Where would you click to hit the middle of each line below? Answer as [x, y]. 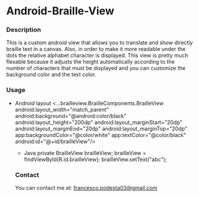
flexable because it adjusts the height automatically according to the [91, 62]
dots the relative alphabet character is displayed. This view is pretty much [97, 56]
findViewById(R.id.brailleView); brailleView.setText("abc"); [95, 159]
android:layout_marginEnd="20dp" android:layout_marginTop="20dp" [101, 128]
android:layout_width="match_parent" [62, 110]
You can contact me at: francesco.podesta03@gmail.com [86, 188]
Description [24, 30]
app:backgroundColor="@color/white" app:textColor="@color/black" [100, 135]
